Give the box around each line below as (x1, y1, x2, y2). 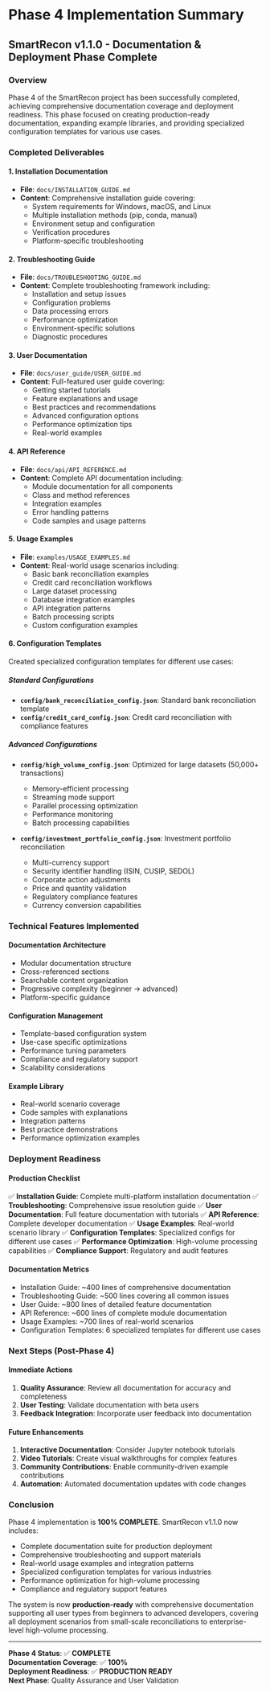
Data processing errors (31, 306, 108, 316)
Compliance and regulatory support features (19, 1584, 167, 1594)
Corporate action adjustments (31, 874, 131, 884)
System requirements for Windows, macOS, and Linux (31, 202, 211, 211)
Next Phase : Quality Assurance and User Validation (8, 1675, 179, 1686)
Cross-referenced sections (19, 967, 110, 976)
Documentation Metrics (8, 1264, 90, 1274)
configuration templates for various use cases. (8, 126, 163, 136)
